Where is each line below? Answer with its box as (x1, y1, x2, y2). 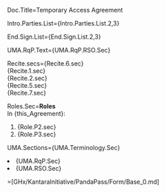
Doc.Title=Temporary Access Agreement (7, 6, 123, 14)
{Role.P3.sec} (17, 131, 56, 138)
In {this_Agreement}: (7, 110, 65, 117)
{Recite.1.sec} (7, 67, 46, 75)
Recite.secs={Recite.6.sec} (7, 59, 84, 68)
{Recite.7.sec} (7, 89, 47, 97)
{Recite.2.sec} (7, 74, 48, 82)
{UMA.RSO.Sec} (16, 164, 62, 172)
